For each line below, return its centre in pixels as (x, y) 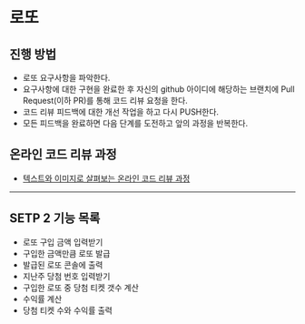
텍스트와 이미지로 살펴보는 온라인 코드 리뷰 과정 (106, 178)
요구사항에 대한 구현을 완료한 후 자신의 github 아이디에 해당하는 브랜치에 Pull (158, 89)
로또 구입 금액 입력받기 (63, 242)
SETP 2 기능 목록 (55, 218)
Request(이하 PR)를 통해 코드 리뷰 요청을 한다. (105, 101)
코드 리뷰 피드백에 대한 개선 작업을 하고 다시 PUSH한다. (121, 112)
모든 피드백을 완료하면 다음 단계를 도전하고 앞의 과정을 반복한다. (135, 123)
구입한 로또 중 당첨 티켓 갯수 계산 (80, 288)
